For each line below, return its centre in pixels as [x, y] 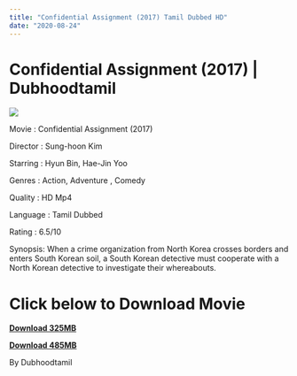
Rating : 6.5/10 [35, 232]
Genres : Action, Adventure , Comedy [78, 180]
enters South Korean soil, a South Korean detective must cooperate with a [144, 258]
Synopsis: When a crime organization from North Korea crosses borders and [149, 249]
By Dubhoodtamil [41, 363]
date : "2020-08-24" [45, 26]
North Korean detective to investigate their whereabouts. [113, 268]
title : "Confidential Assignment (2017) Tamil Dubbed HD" [118, 17]
